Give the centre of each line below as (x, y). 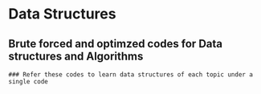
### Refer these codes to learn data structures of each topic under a (130, 75)
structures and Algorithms (76, 56)
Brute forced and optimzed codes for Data (116, 44)
